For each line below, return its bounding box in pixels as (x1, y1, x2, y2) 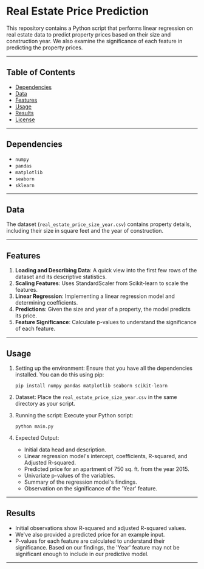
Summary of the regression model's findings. (24, 478, 138, 486)
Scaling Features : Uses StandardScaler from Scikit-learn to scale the (15, 280, 189, 287)
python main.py (15, 423, 54, 429)
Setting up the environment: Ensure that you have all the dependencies (15, 364, 193, 372)
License (15, 116, 35, 123)
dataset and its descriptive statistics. (15, 273, 107, 281)
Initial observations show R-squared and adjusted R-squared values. (15, 524, 186, 531)
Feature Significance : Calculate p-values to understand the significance (15, 319, 197, 326)
